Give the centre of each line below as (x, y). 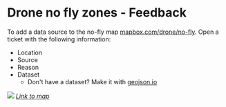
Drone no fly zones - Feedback (97, 13)
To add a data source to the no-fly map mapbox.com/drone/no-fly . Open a (113, 32)
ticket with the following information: (59, 39)
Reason (28, 67)
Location (30, 52)
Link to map (32, 96)
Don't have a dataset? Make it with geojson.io (92, 81)
